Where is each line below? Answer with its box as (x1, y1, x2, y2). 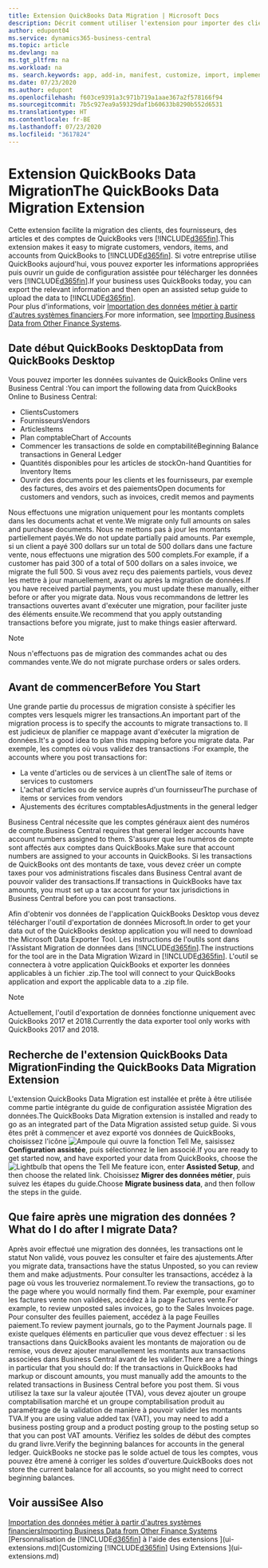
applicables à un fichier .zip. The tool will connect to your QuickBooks (8, 969, 235, 978)
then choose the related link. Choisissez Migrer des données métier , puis (8, 1171, 251, 1179)
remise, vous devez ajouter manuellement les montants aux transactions (8, 1345, 246, 1355)
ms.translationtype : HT (8, 109, 88, 117)
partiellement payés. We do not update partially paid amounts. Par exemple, (8, 533, 255, 543)
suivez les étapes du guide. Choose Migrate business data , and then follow (8, 1179, 255, 1188)
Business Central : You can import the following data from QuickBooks (8, 384, 238, 393)
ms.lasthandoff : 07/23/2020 (8, 123, 102, 131)
